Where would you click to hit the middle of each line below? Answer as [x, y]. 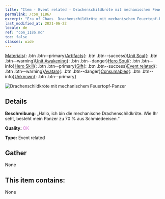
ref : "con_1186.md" [25, 32]
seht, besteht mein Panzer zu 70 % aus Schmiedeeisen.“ [62, 118]
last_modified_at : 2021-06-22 [36, 23]
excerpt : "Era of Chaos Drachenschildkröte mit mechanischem [70, 19]
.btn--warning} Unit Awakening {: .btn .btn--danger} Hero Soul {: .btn [73, 61]
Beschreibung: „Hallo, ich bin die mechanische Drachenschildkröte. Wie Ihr [82, 113]
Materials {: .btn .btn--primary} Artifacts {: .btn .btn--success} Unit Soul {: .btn [82, 56]
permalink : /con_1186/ [28, 14]
